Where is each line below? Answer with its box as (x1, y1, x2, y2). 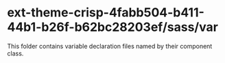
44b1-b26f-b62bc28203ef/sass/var (7, 19, 218, 35)
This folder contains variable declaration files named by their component (7, 42, 213, 50)
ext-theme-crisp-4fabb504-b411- (7, 5, 204, 21)
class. (7, 49, 24, 58)
